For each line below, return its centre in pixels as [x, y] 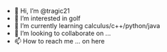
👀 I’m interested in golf [47, 18]
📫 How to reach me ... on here [59, 41]
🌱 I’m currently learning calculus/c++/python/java [87, 26]
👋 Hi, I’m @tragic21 [42, 11]
